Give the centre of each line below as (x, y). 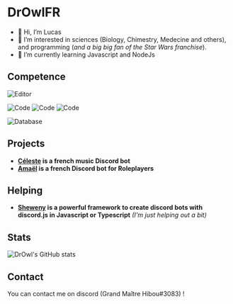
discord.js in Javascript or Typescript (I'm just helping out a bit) (112, 215)
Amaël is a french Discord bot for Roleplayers (86, 168)
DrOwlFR (34, 12)
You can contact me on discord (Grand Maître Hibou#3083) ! (96, 294)
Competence (36, 77)
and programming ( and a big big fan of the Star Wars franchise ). (112, 47)
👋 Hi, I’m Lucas (39, 32)
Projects (26, 143)
